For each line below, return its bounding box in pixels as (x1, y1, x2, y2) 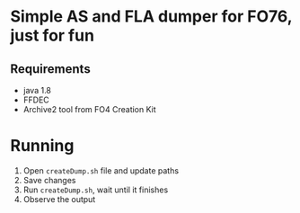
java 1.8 (22, 85, 52, 95)
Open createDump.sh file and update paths (22, 164, 179, 176)
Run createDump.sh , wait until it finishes (22, 184, 169, 195)
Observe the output (22, 193, 96, 204)
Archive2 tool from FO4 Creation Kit (22, 104, 156, 114)
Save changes (22, 174, 76, 185)
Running (10, 136, 75, 156)
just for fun (10, 25, 95, 46)
